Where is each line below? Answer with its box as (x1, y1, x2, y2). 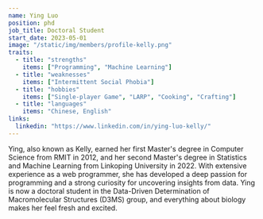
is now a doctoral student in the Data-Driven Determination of (8, 186, 210, 195)
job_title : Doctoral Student (8, 26, 105, 34)
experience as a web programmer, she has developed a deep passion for (8, 169, 248, 179)
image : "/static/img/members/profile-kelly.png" (8, 41, 172, 49)
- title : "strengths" (15, 56, 87, 64)
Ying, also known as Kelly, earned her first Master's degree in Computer (8, 144, 244, 153)
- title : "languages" (15, 100, 87, 108)
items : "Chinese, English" (22, 108, 112, 116)
